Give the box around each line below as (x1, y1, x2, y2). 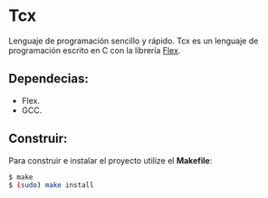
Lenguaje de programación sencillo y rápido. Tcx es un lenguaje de (8, 35, 259, 46)
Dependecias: (8, 71, 90, 87)
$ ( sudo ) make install (8, 181, 94, 190)
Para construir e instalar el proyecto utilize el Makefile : (8, 155, 213, 165)
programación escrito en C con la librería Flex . (8, 44, 181, 55)
